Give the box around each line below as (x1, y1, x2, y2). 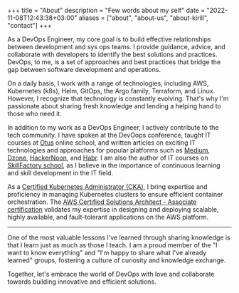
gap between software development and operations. (7, 66, 161, 73)
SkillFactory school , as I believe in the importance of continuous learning (7, 161, 221, 170)
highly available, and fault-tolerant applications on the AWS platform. (7, 213, 209, 221)
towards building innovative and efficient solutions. (7, 277, 156, 286)
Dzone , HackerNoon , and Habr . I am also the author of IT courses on (7, 153, 208, 162)
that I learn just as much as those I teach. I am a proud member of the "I (7, 241, 218, 249)
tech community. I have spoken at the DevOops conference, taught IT (7, 131, 211, 139)
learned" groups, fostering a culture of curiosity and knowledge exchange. (7, 256, 226, 264)
